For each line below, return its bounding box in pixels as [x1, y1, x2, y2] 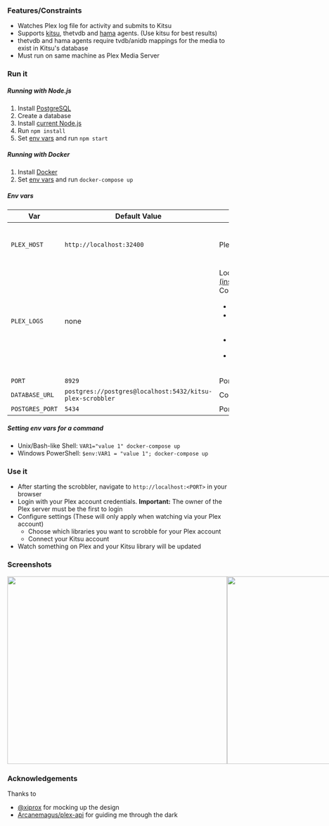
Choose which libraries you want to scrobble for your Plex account [27, 527, 221, 536]
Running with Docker [7, 150, 70, 158]
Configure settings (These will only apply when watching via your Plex [17, 512, 221, 521]
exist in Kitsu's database [17, 44, 89, 53]
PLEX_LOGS [11, 317, 44, 325]
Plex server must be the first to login [17, 505, 123, 513]
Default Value [115, 212, 162, 221]
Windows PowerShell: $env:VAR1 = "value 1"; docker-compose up [17, 449, 209, 458]
